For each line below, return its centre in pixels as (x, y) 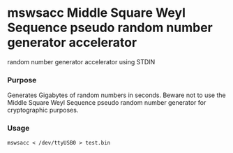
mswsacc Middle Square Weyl (97, 13)
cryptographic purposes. (43, 110)
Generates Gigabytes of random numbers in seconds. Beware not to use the (116, 95)
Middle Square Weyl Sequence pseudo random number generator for (107, 103)
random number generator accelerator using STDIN (81, 61)
